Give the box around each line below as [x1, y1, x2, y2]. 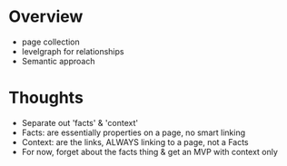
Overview [8, 6, 84, 27]
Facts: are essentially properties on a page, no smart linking [21, 127, 246, 138]
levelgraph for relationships [21, 45, 124, 56]
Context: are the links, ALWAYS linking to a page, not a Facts [21, 136, 249, 147]
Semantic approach [21, 55, 95, 66]
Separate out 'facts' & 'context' [21, 117, 138, 128]
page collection [21, 36, 81, 47]
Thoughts [8, 88, 84, 108]
